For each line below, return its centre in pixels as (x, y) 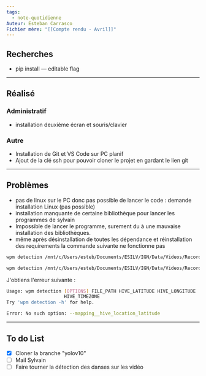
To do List (25, 338)
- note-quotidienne (37, 18)
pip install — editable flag (47, 69)
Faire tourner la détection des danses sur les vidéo (79, 367)
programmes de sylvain (45, 220)
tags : (13, 12)
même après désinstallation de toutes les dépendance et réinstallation (104, 239)
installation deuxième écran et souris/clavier (71, 125)
